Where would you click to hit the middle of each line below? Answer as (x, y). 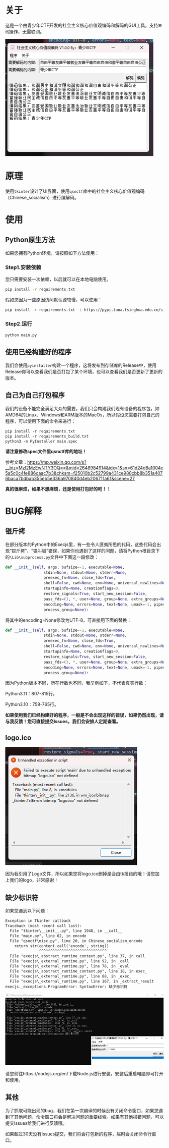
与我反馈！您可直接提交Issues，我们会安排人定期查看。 (63, 722)
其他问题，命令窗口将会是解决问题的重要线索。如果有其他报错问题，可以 (89, 1117)
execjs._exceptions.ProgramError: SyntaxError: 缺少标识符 (66, 987)
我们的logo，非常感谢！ (34, 880)
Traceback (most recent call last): (44, 926)
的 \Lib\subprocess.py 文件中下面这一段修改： (52, 557)
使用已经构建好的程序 (38, 352)
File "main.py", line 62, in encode (48, 936)
